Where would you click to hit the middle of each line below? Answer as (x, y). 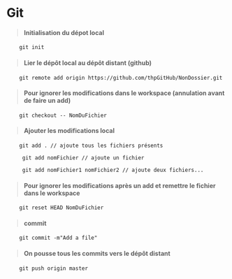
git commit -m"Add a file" (58, 238)
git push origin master (54, 268)
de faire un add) (47, 101)
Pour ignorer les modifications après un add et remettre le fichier (119, 185)
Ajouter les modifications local (69, 131)
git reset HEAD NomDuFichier (61, 208)
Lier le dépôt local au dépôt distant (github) (87, 63)
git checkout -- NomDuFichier (63, 115)
